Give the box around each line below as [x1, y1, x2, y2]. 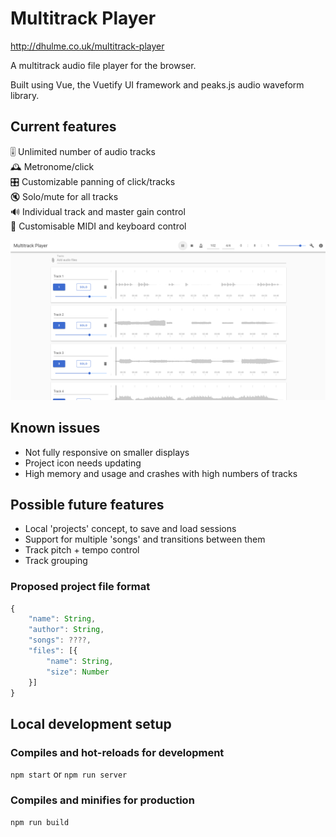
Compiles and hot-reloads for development [10, 745, 225, 759]
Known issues [10, 420, 101, 437]
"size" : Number [46, 667, 110, 677]
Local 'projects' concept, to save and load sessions [24, 523, 237, 535]
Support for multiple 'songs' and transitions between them [24, 533, 266, 546]
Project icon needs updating [24, 457, 142, 469]
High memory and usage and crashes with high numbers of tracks [24, 467, 298, 479]
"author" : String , [28, 625, 105, 635]
